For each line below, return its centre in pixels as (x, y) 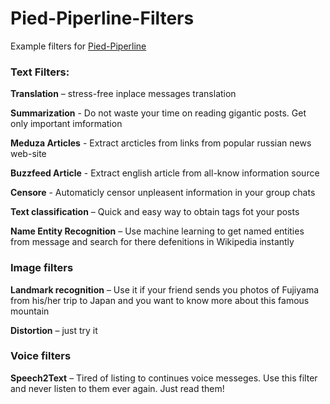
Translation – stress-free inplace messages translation (123, 94)
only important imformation (66, 124)
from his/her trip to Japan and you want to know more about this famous (160, 300)
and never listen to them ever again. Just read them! (117, 388)
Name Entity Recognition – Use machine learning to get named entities (157, 231)
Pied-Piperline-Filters (102, 18)
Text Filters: (40, 72)
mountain (30, 311)
